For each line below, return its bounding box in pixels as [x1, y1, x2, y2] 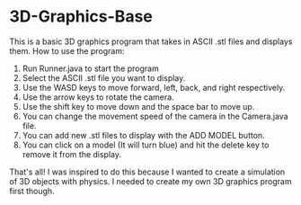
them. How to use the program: [9, 45, 125, 56]
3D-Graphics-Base [9, 6, 153, 27]
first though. [9, 185, 56, 196]
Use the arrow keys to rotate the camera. [22, 92, 174, 102]
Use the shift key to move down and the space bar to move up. [22, 101, 255, 111]
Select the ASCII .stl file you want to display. [22, 72, 186, 83]
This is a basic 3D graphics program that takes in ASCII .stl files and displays [9, 36, 293, 47]
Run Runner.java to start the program [22, 63, 159, 74]
